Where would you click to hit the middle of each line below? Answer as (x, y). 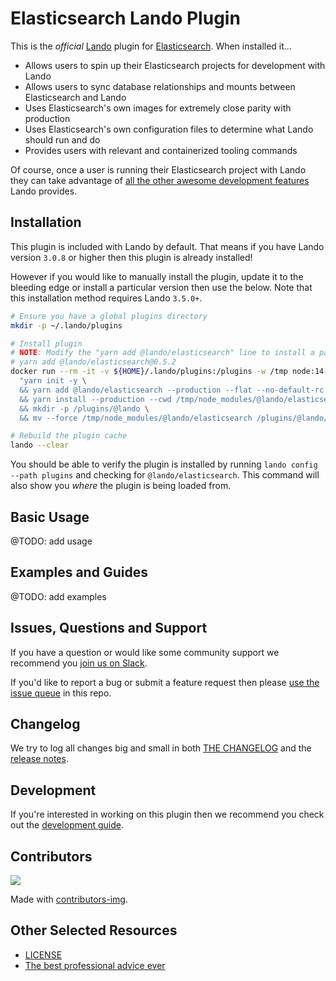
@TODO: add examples (58, 596)
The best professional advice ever (95, 965)
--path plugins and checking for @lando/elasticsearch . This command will (165, 475)
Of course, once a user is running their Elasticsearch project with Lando (158, 169)
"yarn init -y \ (53, 381)
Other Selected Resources (94, 930)
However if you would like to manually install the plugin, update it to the (157, 276)
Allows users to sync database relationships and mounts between (160, 86)
